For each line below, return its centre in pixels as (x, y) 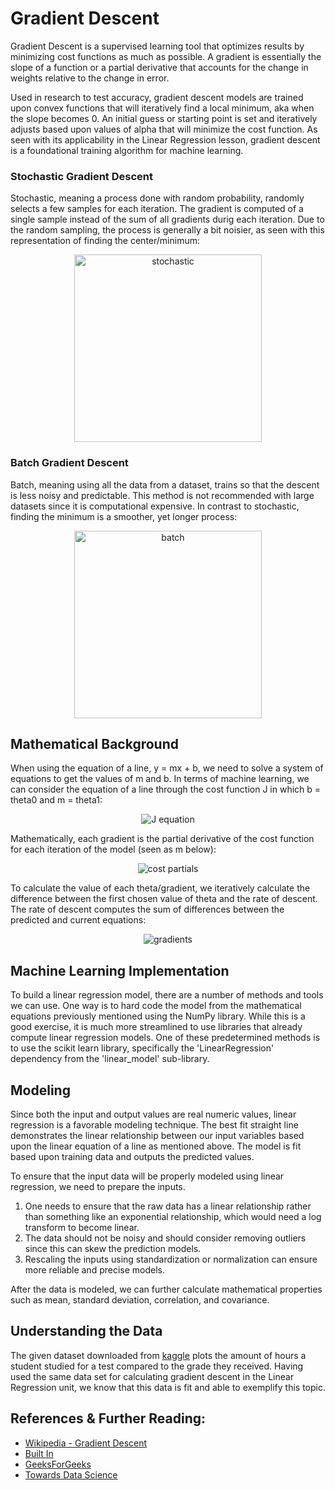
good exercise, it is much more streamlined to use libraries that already (156, 1027)
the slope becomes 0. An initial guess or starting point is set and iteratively (164, 118)
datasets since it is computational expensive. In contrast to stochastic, (155, 506)
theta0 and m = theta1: (56, 800)
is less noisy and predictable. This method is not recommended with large (162, 495)
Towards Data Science (71, 1474)
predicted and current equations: (78, 920)
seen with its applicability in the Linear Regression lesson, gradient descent (165, 139)
